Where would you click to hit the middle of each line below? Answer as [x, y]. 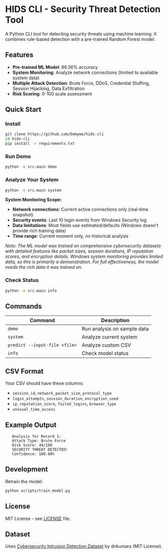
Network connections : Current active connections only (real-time [80, 209]
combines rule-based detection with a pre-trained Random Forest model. [80, 39]
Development [27, 469]
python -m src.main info [31, 291]
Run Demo [18, 156]
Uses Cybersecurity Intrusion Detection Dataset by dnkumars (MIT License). [84, 546]
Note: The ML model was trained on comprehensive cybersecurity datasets [83, 246]
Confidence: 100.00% [33, 454]
